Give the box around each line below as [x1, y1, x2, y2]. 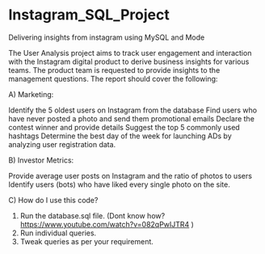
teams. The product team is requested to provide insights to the [8, 65, 221, 74]
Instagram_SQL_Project [8, 6, 170, 24]
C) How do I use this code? [8, 195, 99, 205]
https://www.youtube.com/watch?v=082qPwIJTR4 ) [19, 219, 194, 229]
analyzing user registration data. [8, 139, 116, 149]
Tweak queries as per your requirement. [19, 236, 154, 246]
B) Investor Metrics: [8, 155, 74, 165]
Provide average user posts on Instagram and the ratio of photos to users [8, 171, 253, 180]
